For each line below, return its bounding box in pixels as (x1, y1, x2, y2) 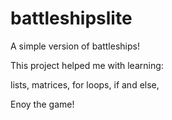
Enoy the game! (10, 98, 75, 110)
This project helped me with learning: (10, 59, 164, 71)
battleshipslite (10, 7, 133, 30)
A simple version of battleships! (10, 40, 140, 52)
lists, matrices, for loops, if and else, (10, 78, 160, 91)
